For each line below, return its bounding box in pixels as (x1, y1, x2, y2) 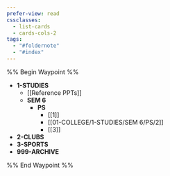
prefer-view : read (6, 10, 60, 17)
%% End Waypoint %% (6, 161, 74, 169)
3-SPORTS (16, 140, 49, 148)
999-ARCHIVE (16, 147, 60, 156)
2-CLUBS (16, 132, 44, 141)
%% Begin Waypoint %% (6, 67, 79, 76)
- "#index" (12, 49, 44, 56)
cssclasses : (6, 17, 41, 24)
